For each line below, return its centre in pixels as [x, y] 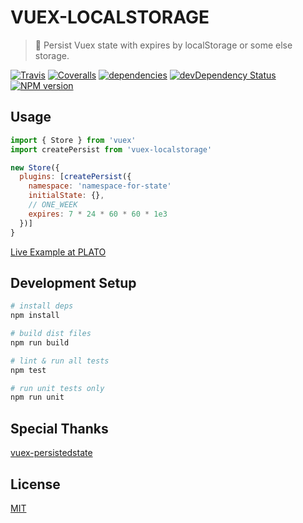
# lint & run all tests [60, 361]
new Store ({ [35, 167]
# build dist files [51, 334]
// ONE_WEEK [53, 205]
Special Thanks [59, 428]
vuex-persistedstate [51, 453]
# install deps [42, 306]
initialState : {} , [66, 196]
